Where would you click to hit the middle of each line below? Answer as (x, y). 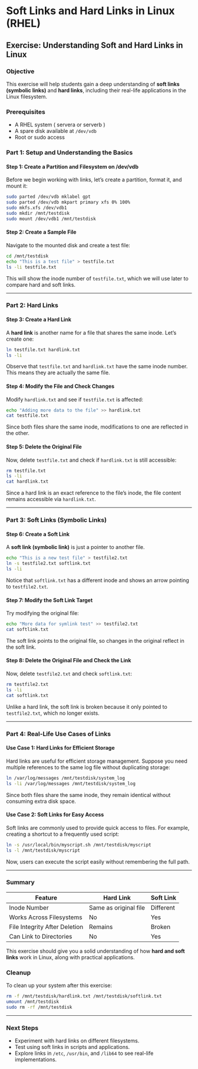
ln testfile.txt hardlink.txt (43, 349)
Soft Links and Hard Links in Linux (90, 11)
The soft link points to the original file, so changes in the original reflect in (95, 640)
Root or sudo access (39, 138)
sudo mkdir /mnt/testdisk (38, 213)
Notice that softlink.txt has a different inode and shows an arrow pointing (98, 580)
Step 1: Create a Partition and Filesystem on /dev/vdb (72, 166)
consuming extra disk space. (41, 801)
